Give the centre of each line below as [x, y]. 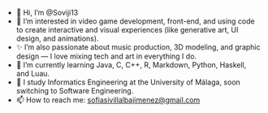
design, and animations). [57, 38]
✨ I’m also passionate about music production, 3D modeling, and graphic [138, 47]
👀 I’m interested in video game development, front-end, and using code [136, 21]
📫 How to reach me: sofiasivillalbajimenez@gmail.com [108, 100]
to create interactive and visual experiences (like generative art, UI [127, 30]
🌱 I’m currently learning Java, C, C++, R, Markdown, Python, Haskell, [131, 65]
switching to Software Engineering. [75, 91]
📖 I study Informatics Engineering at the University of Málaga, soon [128, 82]
